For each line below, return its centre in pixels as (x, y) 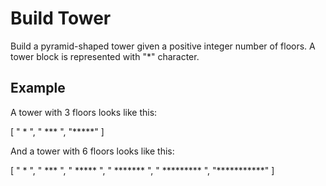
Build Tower (61, 18)
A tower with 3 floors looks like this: (84, 112)
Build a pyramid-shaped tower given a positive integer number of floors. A (163, 46)
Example (38, 88)
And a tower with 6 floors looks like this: (92, 151)
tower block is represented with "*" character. (105, 56)
